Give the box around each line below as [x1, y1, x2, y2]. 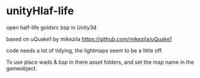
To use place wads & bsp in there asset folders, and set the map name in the [6, 58, 195, 65]
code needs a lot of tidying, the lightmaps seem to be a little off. [6, 46, 163, 54]
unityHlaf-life [6, 4, 75, 18]
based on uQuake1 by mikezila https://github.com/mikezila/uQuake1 [6, 35, 172, 42]
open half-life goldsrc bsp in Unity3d [6, 24, 97, 31]
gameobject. [6, 64, 38, 72]
